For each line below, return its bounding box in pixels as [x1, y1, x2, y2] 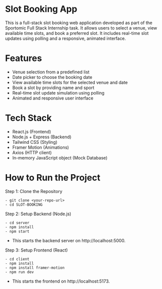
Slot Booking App [5, 3, 78, 15]
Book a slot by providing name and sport [12, 85, 95, 91]
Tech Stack [5, 112, 52, 124]
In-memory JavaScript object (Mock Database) [12, 155, 108, 161]
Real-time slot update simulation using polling [12, 90, 105, 96]
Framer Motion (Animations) [12, 144, 69, 150]
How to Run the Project [5, 172, 101, 183]
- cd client [5, 257, 29, 261]
